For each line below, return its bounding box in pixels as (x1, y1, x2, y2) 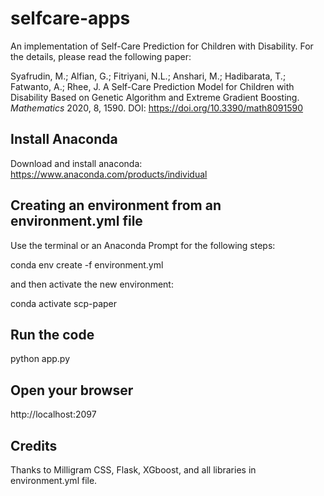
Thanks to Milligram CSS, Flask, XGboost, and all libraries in (10, 464, 257, 476)
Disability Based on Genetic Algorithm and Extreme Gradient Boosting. (10, 91, 300, 103)
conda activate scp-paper (10, 297, 118, 309)
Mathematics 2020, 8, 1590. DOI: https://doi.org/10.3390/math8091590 (10, 102, 304, 114)
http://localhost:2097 (10, 408, 97, 421)
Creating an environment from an (10, 197, 222, 214)
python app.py (10, 353, 71, 365)
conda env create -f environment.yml (10, 258, 164, 271)
